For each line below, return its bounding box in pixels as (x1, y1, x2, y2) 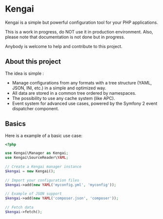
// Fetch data (5, 205, 34, 210)
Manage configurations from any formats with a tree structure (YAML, (12, 80, 152, 85)
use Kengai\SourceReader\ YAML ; (5, 155, 69, 160)
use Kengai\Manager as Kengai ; (5, 151, 69, 156)
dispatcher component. (12, 105, 59, 111)
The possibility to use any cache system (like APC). (12, 95, 115, 101)
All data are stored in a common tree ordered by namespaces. (12, 90, 136, 96)
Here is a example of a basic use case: (5, 133, 83, 138)
